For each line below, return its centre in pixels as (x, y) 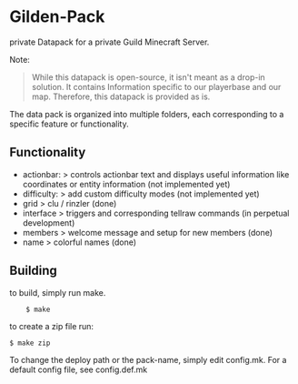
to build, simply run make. (58, 292)
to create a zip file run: (51, 326)
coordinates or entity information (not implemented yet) (126, 184)
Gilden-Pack (57, 17)
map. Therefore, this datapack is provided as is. (121, 96)
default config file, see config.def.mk (79, 369)
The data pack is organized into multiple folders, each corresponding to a (147, 114)
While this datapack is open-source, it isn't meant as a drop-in (148, 77)
